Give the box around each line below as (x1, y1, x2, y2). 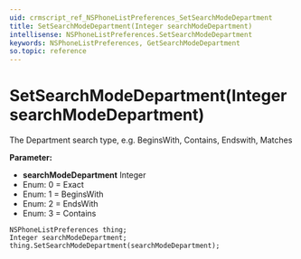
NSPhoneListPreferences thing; (9, 226, 127, 235)
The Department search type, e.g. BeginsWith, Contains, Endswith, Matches (9, 134, 293, 145)
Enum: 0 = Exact (22, 180, 84, 190)
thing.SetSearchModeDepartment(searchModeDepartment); (9, 241, 221, 251)
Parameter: (9, 153, 52, 163)
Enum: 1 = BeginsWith (22, 189, 104, 199)
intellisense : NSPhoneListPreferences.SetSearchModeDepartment (9, 30, 253, 39)
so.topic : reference (9, 47, 88, 56)
